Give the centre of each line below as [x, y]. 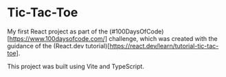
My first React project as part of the [58, 31]
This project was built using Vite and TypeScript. [76, 66]
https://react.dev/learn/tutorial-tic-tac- [164, 46]
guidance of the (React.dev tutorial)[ [58, 46]
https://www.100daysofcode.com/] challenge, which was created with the [113, 38]
